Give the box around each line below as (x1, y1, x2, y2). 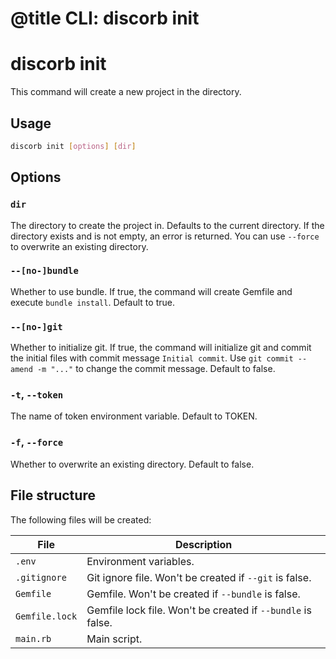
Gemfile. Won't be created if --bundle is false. (86, 587, 301, 601)
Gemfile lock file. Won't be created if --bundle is (86, 603, 312, 617)
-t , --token (10, 388, 64, 402)
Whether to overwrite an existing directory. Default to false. (10, 458, 255, 470)
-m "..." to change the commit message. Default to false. (36, 363, 276, 375)
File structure (10, 487, 96, 504)
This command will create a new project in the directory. (10, 86, 242, 98)
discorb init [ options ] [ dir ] (10, 141, 137, 151)
